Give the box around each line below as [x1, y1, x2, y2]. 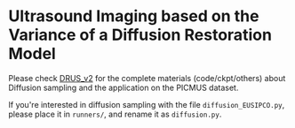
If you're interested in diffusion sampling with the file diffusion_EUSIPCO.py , [8, 99, 285, 109]
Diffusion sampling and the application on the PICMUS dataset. [8, 82, 239, 93]
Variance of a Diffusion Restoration [8, 25, 273, 45]
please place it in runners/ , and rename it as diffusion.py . [8, 109, 222, 119]
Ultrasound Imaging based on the [8, 6, 259, 26]
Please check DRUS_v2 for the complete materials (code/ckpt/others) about [8, 72, 286, 83]
